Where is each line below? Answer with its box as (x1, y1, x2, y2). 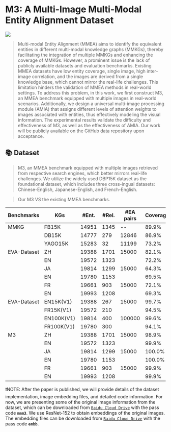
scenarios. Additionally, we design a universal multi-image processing (17, 101, 164, 107)
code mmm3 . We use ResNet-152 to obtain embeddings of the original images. (5, 410, 165, 416)
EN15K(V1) (44, 298, 72, 305)
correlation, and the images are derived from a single (32, 73, 144, 80)
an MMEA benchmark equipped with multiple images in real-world (17, 95, 157, 101)
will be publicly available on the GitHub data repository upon (17, 128, 145, 134)
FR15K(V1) (44, 306, 72, 314)
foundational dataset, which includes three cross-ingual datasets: (17, 181, 155, 187)
